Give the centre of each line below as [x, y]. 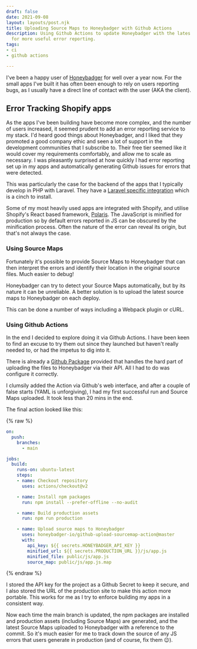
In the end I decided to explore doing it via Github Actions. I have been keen [98, 337]
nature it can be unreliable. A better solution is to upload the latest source [95, 291]
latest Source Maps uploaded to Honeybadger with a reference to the [90, 627]
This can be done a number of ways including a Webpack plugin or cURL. [95, 309]
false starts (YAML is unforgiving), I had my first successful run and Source [97, 392]
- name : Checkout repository [52, 481]
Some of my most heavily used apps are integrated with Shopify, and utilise [98, 208]
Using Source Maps [35, 248]
